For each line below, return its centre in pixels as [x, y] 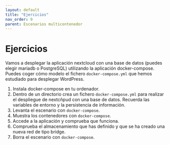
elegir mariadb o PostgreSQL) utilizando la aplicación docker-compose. [80, 68]
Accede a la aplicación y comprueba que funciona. [66, 121]
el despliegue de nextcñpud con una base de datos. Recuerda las [81, 100]
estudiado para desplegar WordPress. [45, 79]
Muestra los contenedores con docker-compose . [62, 116]
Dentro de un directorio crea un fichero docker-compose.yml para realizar [88, 94]
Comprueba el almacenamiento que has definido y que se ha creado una [89, 126]
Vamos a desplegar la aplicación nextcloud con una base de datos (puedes [84, 63]
